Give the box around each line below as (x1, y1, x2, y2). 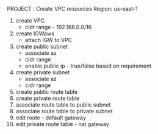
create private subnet (15, 69, 70, 76)
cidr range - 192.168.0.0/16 (24, 24, 92, 30)
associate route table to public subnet (15, 101, 111, 108)
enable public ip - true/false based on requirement (24, 62, 152, 69)
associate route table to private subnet (15, 108, 113, 115)
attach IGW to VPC (24, 37, 73, 43)
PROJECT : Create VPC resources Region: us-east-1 (7, 5, 138, 12)
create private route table (15, 94, 80, 102)
